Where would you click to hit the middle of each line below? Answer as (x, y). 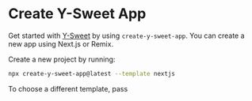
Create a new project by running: (62, 59)
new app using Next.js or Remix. (61, 43)
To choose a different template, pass (68, 88)
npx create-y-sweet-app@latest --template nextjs (92, 73)
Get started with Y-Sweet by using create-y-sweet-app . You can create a (126, 36)
